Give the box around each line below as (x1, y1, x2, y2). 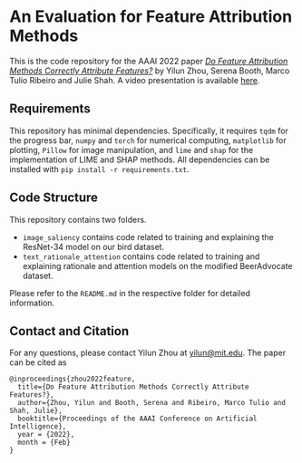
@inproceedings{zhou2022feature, (9, 374, 136, 384)
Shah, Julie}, (9, 406, 63, 416)
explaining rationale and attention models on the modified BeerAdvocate (22, 260, 293, 271)
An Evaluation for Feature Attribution (9, 6, 293, 27)
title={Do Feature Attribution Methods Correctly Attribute (17, 382, 249, 391)
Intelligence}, (9, 422, 67, 431)
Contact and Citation (9, 323, 130, 339)
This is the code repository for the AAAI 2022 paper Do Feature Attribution (9, 55, 288, 66)
